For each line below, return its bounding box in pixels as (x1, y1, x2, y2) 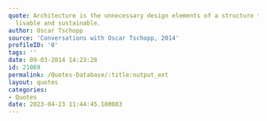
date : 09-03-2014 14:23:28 (8, 57, 98, 64)
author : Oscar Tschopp (8, 26, 83, 34)
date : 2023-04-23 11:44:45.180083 (8, 100, 123, 108)
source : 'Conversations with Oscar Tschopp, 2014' (8, 33, 180, 42)
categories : (8, 85, 48, 94)
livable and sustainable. (15, 19, 102, 27)
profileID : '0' (8, 41, 59, 49)
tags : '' (8, 49, 37, 57)
